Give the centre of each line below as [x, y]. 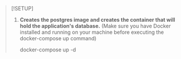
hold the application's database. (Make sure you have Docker [95, 26]
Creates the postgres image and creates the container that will [97, 20]
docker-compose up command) [58, 38]
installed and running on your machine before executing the [92, 32]
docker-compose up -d [48, 50]
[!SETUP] [22, 8]
